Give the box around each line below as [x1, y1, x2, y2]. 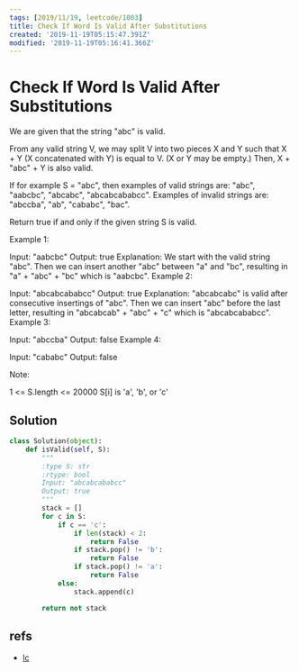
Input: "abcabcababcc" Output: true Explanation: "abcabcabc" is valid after [9, 288, 288, 299]
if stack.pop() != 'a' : [73, 562, 164, 572]
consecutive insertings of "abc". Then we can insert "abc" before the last [9, 298, 281, 309]
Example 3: [9, 317, 51, 328]
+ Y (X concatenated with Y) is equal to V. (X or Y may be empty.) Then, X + [9, 153, 291, 164]
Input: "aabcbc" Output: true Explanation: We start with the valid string [9, 251, 271, 262]
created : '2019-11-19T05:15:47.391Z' [9, 30, 151, 39]
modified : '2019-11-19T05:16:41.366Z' [9, 38, 155, 48]
